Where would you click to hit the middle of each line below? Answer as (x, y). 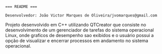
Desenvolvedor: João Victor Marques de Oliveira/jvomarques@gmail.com (81, 15)
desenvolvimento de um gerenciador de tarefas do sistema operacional (80, 30)
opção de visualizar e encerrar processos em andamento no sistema (77, 40)
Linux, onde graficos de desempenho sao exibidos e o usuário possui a (79, 35)
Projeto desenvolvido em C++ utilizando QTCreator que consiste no (76, 25)
